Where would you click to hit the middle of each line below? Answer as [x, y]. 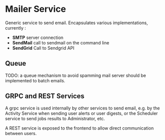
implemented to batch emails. [35, 80]
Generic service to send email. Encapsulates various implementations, [77, 23]
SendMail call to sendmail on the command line [61, 42]
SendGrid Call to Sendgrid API [43, 48]
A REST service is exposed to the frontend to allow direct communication [80, 128]
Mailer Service [36, 9]
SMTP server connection [38, 37]
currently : [16, 28]
